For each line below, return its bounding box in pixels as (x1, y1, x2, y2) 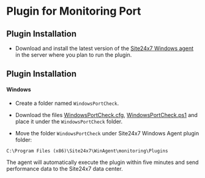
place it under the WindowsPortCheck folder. (15, 118, 123, 125)
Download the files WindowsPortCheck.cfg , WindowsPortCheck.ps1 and (15, 111, 198, 118)
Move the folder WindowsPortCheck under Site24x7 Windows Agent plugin (15, 129, 199, 137)
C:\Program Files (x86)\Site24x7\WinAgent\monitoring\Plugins (6, 148, 168, 154)
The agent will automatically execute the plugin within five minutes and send (6, 158, 199, 166)
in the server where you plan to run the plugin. (15, 51, 132, 59)
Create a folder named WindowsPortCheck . (15, 99, 119, 107)
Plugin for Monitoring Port (6, 4, 141, 18)
